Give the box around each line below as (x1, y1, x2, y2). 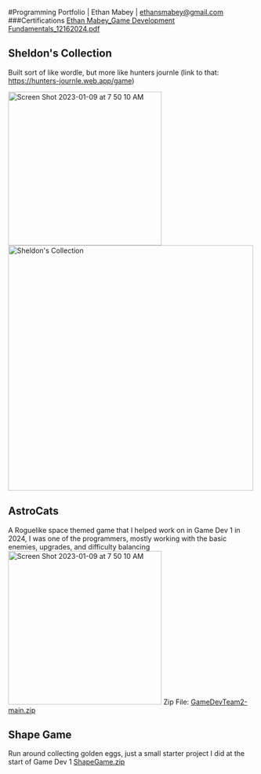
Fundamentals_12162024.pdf (8, 24, 100, 33)
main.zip (8, 705, 36, 714)
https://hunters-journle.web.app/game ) (8, 75, 135, 86)
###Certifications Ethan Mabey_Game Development (8, 16, 175, 25)
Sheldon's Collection (8, 47, 112, 60)
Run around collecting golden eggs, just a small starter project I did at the (8, 749, 245, 758)
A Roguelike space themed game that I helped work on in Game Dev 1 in (8, 525, 241, 535)
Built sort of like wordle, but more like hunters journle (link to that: (8, 68, 219, 77)
